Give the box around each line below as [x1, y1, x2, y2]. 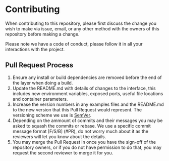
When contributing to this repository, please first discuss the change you [5, 20, 156, 26]
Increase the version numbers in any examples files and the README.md [12, 101, 164, 107]
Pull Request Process [5, 61, 74, 69]
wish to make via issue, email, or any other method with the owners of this [5, 25, 160, 31]
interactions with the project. [5, 46, 65, 52]
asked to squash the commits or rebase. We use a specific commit [12, 123, 151, 129]
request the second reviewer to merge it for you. [12, 149, 114, 155]
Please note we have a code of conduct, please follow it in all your [5, 41, 143, 47]
